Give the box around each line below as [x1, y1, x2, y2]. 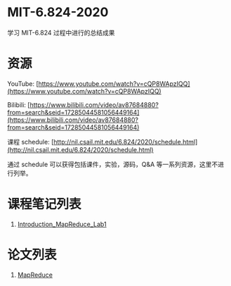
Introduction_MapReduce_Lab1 [17, 220, 107, 228]
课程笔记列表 [7, 197, 82, 212]
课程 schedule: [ [7, 137, 54, 146]
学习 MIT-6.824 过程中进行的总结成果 [7, 28, 115, 37]
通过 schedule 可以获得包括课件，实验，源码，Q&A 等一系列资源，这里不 [7, 160, 218, 168]
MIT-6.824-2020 [7, 4, 109, 20]
